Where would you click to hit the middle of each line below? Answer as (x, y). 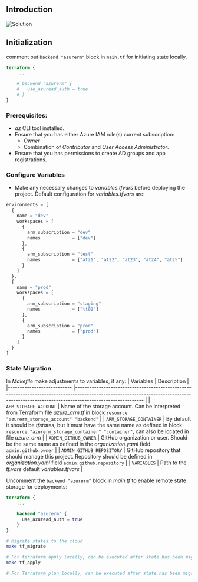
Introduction (29, 10)
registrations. (31, 160)
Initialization (29, 43)
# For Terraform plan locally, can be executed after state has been (93, 573)
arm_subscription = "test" (60, 254)
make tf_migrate (26, 547)
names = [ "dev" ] (62, 238)
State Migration (29, 368)
